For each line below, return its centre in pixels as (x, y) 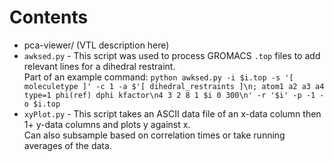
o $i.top (42, 104)
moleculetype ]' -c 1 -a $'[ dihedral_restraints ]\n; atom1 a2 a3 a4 (174, 86)
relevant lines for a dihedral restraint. (99, 66)
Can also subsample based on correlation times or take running (154, 135)
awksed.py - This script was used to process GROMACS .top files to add (172, 55)
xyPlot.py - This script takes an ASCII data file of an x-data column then (172, 113)
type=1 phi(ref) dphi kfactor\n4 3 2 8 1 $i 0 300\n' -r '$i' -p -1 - (174, 95)
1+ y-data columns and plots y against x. (107, 124)
